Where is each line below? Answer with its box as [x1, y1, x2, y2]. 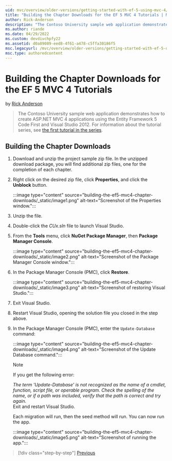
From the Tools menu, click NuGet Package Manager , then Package [12, 233, 158, 239]
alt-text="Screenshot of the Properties [80, 198, 161, 204]
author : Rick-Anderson [5, 17, 54, 22]
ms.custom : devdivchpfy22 [5, 37, 60, 42]
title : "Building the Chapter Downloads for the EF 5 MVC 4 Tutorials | [5, 12, 164, 17]
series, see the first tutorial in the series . [17, 127, 103, 133]
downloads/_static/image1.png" [12, 198, 79, 204]
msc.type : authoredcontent [5, 50, 63, 56]
